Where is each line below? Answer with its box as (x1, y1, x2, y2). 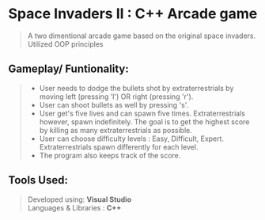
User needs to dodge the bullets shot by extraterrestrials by (39, 83, 234, 93)
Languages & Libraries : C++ (27, 203, 122, 212)
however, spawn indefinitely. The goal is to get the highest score (39, 116, 250, 127)
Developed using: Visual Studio (27, 195, 132, 204)
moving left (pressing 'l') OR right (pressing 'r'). (39, 92, 194, 101)
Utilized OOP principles (27, 39, 104, 48)
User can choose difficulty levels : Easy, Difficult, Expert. (39, 134, 224, 143)
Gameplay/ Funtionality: (8, 63, 129, 76)
